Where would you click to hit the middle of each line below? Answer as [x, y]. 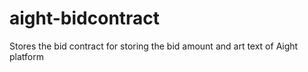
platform [26, 56]
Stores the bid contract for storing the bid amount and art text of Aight [154, 46]
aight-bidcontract [85, 18]
